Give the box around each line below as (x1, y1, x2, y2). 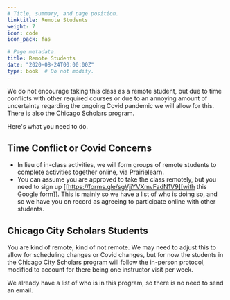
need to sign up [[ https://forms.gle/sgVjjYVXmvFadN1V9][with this (17, 183, 207, 191)
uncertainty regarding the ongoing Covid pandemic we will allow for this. (7, 101, 215, 109)
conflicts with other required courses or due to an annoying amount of (7, 94, 208, 103)
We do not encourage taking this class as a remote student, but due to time (7, 87, 222, 95)
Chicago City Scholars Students (7, 224, 149, 236)
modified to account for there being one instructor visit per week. (7, 265, 194, 274)
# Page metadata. (7, 48, 57, 55)
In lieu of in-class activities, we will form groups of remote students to (17, 161, 217, 169)
